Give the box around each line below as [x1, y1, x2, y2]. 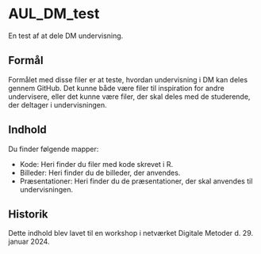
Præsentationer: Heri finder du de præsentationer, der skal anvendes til [19, 176, 253, 186]
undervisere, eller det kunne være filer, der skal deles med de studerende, [8, 92, 251, 101]
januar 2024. [8, 237, 50, 246]
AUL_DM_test [8, 5, 100, 23]
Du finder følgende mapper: [8, 144, 99, 154]
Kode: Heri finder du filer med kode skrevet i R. [19, 159, 173, 169]
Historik [8, 207, 49, 221]
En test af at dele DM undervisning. [8, 31, 124, 40]
